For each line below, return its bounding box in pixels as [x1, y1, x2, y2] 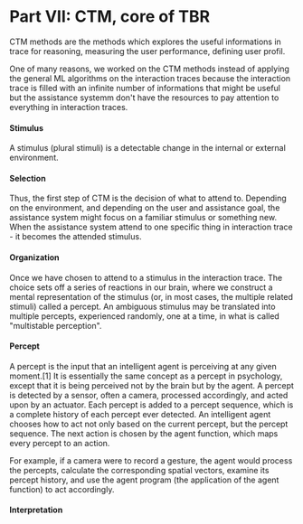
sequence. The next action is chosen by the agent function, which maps [9, 427, 279, 439]
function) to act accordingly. [9, 483, 115, 494]
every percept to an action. [9, 437, 110, 448]
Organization [9, 251, 60, 263]
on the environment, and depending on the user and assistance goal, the [9, 202, 280, 213]
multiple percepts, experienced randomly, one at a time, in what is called [9, 310, 280, 322]
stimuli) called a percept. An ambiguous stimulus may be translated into [9, 301, 276, 312]
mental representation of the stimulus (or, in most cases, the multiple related [9, 291, 294, 302]
